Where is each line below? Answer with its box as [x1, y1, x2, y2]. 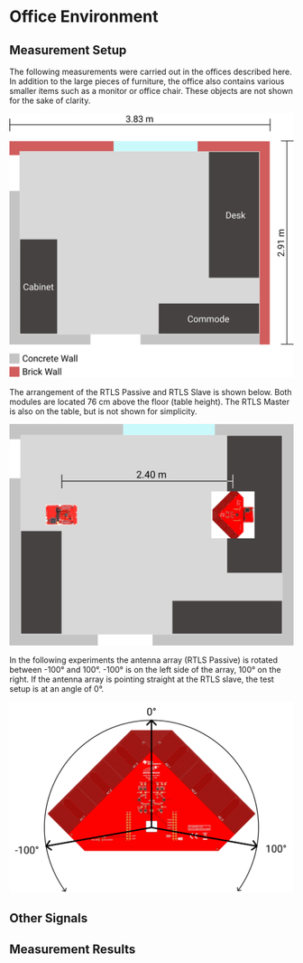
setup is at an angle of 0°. [9, 683, 105, 694]
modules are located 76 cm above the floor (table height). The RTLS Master [9, 396, 290, 407]
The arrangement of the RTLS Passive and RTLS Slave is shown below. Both [9, 386, 292, 397]
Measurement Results [9, 941, 136, 957]
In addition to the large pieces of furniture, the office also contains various [9, 76, 285, 87]
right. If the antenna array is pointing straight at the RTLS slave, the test [9, 674, 275, 684]
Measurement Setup [9, 42, 127, 58]
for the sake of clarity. [9, 95, 91, 106]
